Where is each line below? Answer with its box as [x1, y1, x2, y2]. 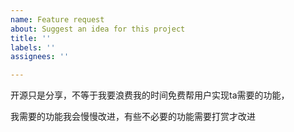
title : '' [10, 33, 52, 43]
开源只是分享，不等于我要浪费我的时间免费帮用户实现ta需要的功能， [10, 89, 290, 101]
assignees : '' [10, 52, 70, 62]
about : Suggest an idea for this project [10, 24, 186, 34]
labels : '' [10, 42, 56, 53]
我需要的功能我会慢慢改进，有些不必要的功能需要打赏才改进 [10, 111, 256, 123]
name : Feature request [10, 14, 105, 25]
